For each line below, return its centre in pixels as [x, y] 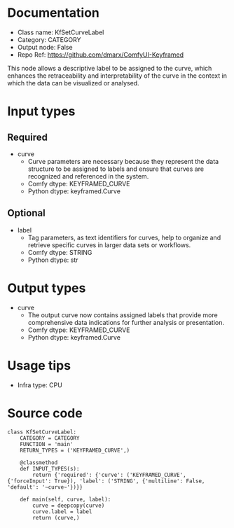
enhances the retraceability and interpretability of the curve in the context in [117, 76]
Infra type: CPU [40, 385]
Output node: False [45, 47]
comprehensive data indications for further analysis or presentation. [126, 322]
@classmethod [39, 463]
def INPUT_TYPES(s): [50, 468]
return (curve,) [56, 517]
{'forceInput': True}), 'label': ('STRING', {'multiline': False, [106, 481]
